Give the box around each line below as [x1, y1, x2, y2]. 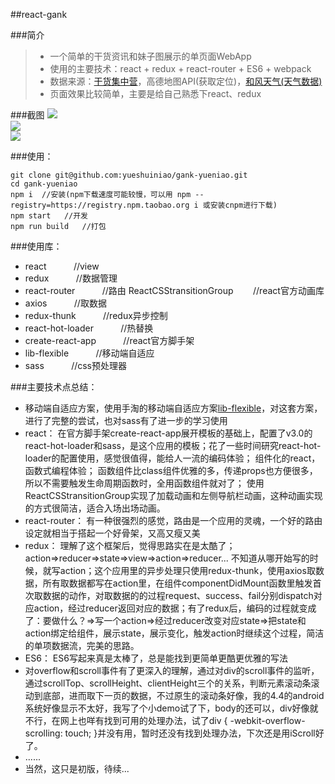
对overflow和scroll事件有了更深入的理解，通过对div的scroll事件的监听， [24, 665, 320, 676]
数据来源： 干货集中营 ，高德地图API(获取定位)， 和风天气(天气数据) [49, 75, 323, 87]
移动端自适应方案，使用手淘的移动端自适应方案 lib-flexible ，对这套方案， [24, 402, 323, 414]
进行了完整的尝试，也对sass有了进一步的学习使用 [24, 415, 228, 426]
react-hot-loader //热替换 [24, 322, 154, 334]
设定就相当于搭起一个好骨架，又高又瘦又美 [24, 527, 201, 539]
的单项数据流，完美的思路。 [24, 640, 140, 651]
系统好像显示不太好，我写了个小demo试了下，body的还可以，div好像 [24, 702, 310, 714]
